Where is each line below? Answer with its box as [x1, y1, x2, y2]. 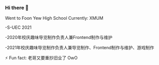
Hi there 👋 [5, 4, 29, 11]
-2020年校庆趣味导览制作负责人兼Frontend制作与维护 [5, 35, 113, 40]
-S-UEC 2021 [5, 25, 32, 30]
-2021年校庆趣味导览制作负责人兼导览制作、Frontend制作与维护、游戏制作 [5, 45, 155, 51]
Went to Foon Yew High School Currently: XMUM [5, 15, 103, 21]
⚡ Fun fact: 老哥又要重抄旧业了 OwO [5, 55, 78, 61]
